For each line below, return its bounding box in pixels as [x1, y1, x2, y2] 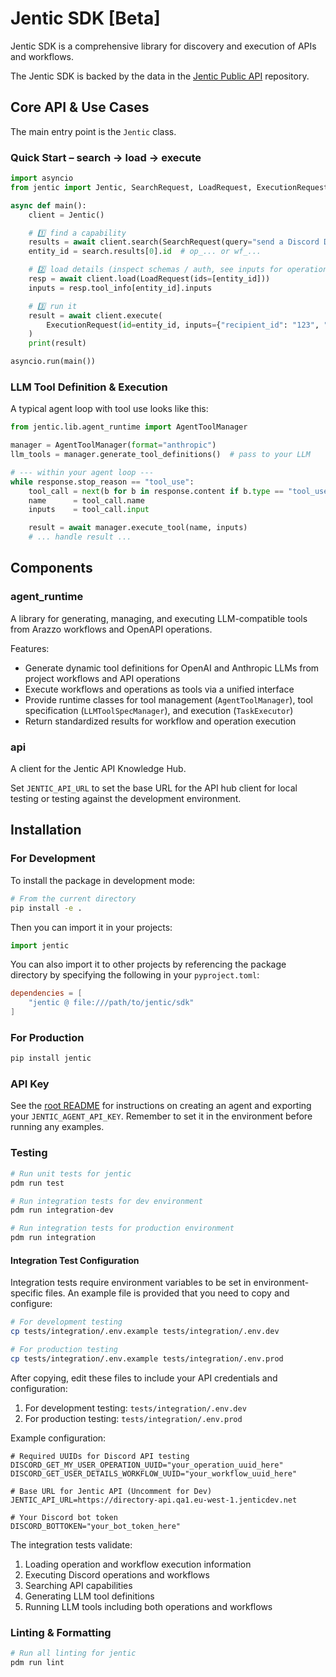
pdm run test [10, 1178, 65, 1188]
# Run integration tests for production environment [10, 1223, 235, 1234]
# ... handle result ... [28, 532, 132, 542]
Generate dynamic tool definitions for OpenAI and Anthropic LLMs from [24, 662, 320, 674]
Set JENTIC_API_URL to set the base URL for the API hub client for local [10, 782, 298, 794]
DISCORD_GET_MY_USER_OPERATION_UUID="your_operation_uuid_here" [10, 1460, 284, 1470]
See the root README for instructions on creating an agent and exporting [10, 1100, 312, 1112]
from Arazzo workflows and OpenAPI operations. [10, 623, 213, 635]
